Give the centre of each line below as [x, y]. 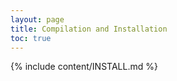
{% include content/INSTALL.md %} [84, 67]
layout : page [37, 19]
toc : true [31, 38]
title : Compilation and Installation [89, 29]
